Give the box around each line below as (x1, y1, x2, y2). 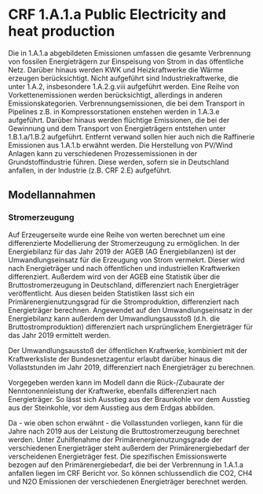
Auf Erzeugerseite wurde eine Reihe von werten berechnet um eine (8, 230, 225, 240)
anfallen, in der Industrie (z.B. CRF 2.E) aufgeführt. (8, 165, 172, 175)
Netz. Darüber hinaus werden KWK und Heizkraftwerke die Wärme (8, 65, 224, 74)
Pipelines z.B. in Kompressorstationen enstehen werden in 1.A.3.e (8, 106, 220, 116)
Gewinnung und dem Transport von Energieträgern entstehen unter (8, 124, 226, 133)
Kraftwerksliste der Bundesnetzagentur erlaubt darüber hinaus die (8, 354, 222, 363)
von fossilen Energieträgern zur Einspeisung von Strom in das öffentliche (8, 57, 244, 66)
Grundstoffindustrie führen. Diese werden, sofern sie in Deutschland (8, 157, 229, 166)
